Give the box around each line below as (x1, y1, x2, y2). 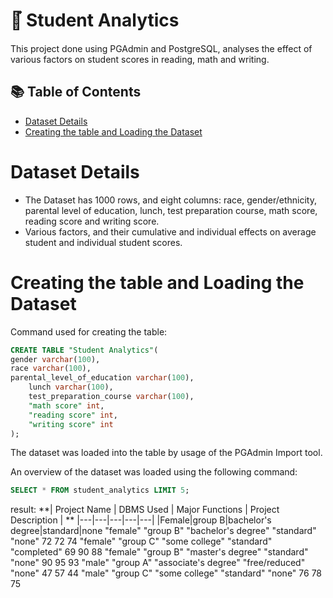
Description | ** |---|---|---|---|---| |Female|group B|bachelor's (10, 514, 272, 526)
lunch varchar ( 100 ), (28, 382, 114, 393)
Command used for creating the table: (10, 325, 168, 338)
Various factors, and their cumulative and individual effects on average (24, 225, 317, 238)
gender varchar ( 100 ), (10, 354, 101, 364)
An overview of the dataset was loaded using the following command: (10, 466, 298, 478)
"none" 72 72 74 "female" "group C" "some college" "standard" (10, 535, 273, 548)
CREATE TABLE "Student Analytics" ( (10, 345, 159, 355)
